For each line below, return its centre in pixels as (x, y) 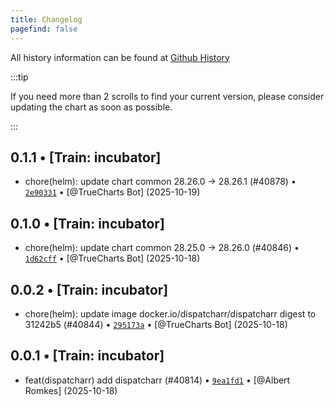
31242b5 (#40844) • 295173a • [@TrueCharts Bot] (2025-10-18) (156, 324)
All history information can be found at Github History (120, 57)
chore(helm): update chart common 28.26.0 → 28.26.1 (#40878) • (160, 182)
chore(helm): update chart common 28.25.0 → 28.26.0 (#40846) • (162, 248)
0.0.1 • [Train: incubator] (87, 356)
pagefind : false (44, 29)
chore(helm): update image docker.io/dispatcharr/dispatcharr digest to (170, 313)
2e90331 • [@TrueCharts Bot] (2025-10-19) (112, 192)
